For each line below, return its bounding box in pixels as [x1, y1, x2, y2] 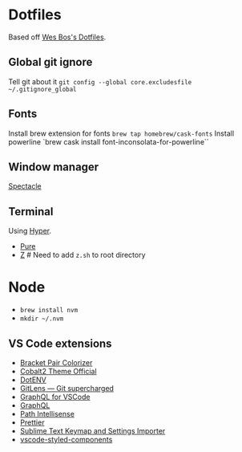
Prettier [19, 417, 45, 427]
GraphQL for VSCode [19, 392, 91, 401]
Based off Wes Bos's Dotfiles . [8, 32, 107, 42]
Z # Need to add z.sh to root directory [19, 250, 146, 260]
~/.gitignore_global [8, 85, 78, 93]
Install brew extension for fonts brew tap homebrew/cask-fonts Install [8, 128, 235, 138]
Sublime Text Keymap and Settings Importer [19, 426, 166, 435]
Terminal [8, 205, 54, 218]
